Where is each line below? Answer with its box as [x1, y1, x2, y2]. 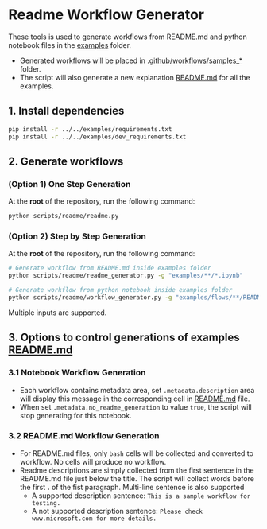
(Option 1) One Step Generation [8, 178, 131, 189]
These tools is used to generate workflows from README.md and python [8, 32, 248, 41]
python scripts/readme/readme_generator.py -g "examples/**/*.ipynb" [8, 272, 244, 280]
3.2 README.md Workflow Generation [8, 430, 160, 441]
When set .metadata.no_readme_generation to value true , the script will [19, 402, 252, 411]
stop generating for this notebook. [19, 410, 132, 420]
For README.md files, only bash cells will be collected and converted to [19, 448, 254, 458]
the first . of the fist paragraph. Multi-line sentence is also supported [19, 482, 245, 492]
